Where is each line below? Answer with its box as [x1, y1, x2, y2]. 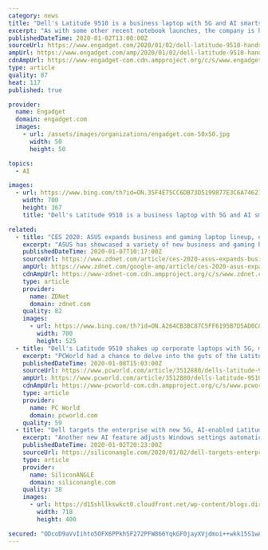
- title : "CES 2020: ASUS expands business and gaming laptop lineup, [15, 233, 255, 241]
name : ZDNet [29, 293, 69, 301]
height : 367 [22, 204, 62, 212]
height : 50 [29, 145, 66, 153]
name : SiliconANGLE [29, 471, 94, 479]
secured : [8, 529, 37, 538]
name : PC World [29, 404, 81, 412]
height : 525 [37, 337, 77, 345]
